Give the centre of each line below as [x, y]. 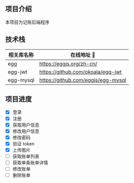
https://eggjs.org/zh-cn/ [68, 63]
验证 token [23, 144]
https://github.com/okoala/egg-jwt [81, 72]
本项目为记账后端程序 [27, 22]
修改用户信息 [26, 131]
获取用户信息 [26, 125]
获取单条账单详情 [30, 162]
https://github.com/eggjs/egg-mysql [83, 80]
